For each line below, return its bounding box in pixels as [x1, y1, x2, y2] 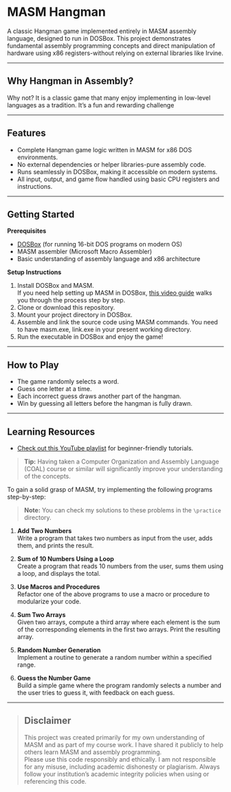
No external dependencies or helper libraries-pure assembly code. [16, 160, 206, 169]
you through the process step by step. [16, 296, 126, 304]
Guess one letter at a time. [16, 385, 92, 393]
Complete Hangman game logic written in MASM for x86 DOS [16, 145, 192, 154]
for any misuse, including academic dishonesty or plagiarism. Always [23, 762, 220, 771]
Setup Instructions [7, 268, 62, 276]
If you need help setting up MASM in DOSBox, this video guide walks [16, 289, 212, 297]
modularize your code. [16, 597, 81, 605]
